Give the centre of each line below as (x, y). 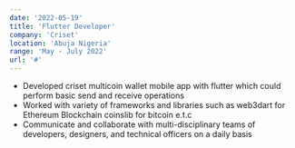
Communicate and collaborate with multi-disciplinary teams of (139, 124)
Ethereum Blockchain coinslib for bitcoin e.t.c (107, 115)
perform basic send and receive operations (103, 95)
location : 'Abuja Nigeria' (60, 43)
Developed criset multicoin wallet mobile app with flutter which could (152, 86)
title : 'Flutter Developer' (63, 26)
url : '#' (26, 60)
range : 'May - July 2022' (58, 52)
